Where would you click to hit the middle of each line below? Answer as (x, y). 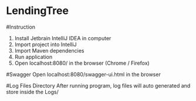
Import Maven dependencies (49, 50)
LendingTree (38, 11)
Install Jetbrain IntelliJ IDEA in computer (63, 38)
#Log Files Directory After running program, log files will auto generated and (98, 85)
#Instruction (21, 27)
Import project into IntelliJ (46, 44)
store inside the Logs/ (32, 92)
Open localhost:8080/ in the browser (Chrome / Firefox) (82, 63)
